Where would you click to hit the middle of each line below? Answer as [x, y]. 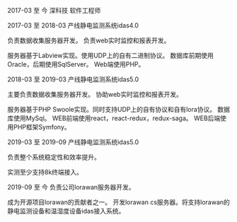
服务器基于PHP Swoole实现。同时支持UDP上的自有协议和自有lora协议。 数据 [119, 109]
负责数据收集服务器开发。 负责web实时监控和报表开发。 [89, 40]
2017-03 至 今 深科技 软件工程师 [54, 10]
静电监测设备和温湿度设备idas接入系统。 [66, 211]
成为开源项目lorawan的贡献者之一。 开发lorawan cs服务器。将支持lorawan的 [118, 202]
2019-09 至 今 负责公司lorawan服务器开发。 [71, 187]
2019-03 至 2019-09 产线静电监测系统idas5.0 [73, 142]
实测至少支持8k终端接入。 [45, 172]
